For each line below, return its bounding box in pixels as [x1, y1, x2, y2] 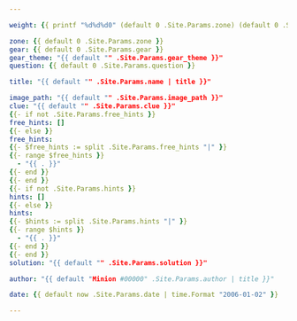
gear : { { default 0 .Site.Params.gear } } [9, 45, 164, 54]
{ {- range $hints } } [9, 225, 86, 235]
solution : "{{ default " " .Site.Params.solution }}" [9, 258, 208, 267]
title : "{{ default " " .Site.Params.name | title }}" [9, 77, 212, 87]
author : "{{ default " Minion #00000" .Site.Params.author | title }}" [9, 274, 275, 284]
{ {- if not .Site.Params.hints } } [9, 184, 137, 193]
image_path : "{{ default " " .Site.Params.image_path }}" [9, 94, 224, 103]
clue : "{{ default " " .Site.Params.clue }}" [9, 102, 176, 111]
